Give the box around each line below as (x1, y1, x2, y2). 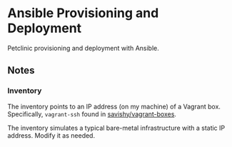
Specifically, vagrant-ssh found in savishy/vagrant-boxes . (7, 109, 177, 118)
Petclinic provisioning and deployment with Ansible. (7, 44, 159, 52)
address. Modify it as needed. (7, 131, 95, 140)
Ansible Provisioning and (7, 5, 159, 21)
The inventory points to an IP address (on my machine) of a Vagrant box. (7, 102, 221, 111)
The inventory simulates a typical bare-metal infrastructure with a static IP (7, 123, 226, 132)
